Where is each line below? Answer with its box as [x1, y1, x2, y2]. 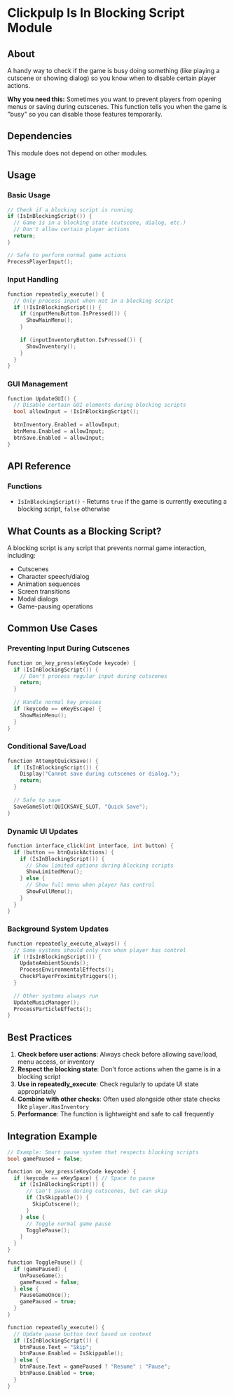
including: [7, 552, 36, 560]
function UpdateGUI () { [7, 395, 77, 402]
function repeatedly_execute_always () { [7, 940, 128, 947]
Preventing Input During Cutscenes [7, 644, 130, 653]
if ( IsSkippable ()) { [25, 1194, 90, 1201]
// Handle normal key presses [13, 699, 102, 706]
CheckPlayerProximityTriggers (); [20, 973, 118, 980]
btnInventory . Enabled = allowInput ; [13, 422, 121, 429]
